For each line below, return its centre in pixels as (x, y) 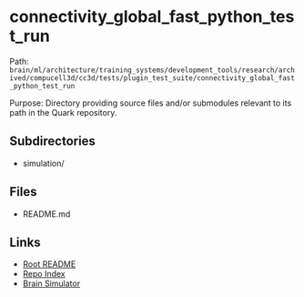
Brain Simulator (51, 283)
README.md (46, 214)
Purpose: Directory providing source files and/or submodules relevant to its (151, 103)
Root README (49, 264)
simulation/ (44, 163)
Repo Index (44, 274)
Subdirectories (52, 142)
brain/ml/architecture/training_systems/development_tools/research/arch (152, 70)
